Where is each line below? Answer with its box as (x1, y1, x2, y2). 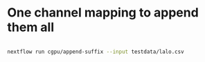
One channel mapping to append (7, 5, 199, 21)
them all (7, 19, 55, 35)
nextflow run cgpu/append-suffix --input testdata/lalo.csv (7, 48, 185, 55)
